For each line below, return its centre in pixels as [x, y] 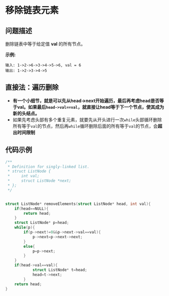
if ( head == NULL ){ [32, 209]
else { [29, 246]
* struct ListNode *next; [39, 181]
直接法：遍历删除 [32, 88]
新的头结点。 [26, 113]
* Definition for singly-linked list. [48, 167]
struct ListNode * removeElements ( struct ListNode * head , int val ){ [78, 204]
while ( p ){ [25, 227]
